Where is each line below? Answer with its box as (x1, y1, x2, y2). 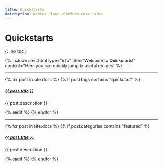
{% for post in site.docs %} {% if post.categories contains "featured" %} (5, 123, 150, 129)
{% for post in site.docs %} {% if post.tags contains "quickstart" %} (5, 77, 141, 83)
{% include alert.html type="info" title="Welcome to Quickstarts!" (5, 58, 136, 63)
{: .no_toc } (5, 48, 27, 54)
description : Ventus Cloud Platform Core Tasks (5, 12, 103, 16)
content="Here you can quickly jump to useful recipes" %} (5, 63, 122, 69)
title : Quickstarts (5, 7, 45, 12)
